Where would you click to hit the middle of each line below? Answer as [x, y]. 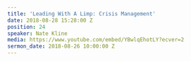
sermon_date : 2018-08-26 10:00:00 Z [61, 46]
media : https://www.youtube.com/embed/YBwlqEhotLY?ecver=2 [96, 40]
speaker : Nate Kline [38, 33]
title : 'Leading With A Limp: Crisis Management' [82, 14]
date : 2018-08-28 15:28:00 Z [50, 20]
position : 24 [26, 27]
